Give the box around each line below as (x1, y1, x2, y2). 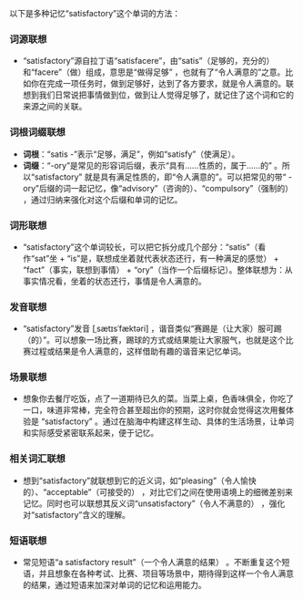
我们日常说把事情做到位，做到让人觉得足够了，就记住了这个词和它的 (38, 89, 294, 100)
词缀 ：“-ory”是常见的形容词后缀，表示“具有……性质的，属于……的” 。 (22, 160, 282, 170)
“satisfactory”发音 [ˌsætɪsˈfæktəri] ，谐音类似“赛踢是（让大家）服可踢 (22, 323, 282, 335)
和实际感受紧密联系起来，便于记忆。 (22, 428, 159, 439)
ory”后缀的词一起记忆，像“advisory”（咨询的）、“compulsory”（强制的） (22, 182, 294, 193)
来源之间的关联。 (22, 101, 87, 112)
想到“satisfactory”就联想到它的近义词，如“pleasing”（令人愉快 (22, 475, 257, 486)
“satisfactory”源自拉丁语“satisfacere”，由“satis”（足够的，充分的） (22, 56, 275, 67)
